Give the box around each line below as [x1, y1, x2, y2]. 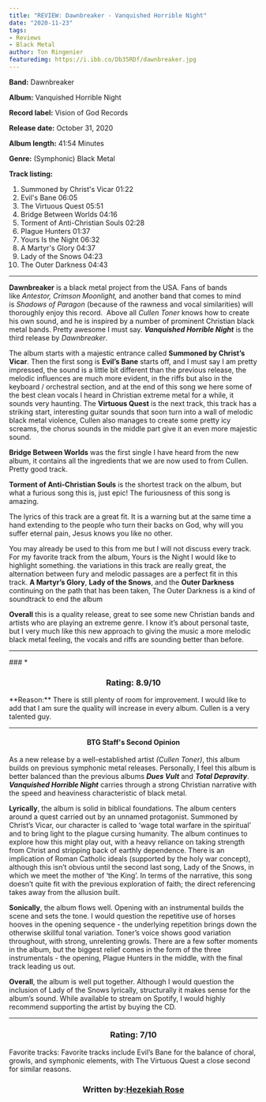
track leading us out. [9, 961, 76, 972]
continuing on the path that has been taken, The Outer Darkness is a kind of [9, 585, 256, 595]
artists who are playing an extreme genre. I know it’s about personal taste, [9, 618, 249, 627]
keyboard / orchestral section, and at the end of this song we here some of [9, 382, 253, 391]
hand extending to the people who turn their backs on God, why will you [9, 520, 244, 529]
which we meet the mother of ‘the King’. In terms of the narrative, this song [9, 871, 253, 881]
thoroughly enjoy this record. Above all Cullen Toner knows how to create [9, 307, 249, 317]
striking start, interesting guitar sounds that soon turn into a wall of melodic [9, 407, 253, 416]
